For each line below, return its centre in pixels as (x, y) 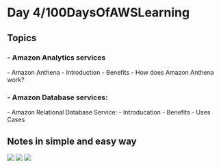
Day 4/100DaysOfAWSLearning (99, 13)
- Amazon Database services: (57, 97)
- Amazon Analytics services (56, 58)
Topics (22, 38)
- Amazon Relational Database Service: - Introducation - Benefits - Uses (109, 112)
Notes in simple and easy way (72, 141)
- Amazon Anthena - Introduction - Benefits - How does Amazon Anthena (110, 72)
